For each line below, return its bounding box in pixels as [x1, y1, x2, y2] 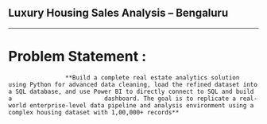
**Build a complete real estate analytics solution [64, 73, 240, 82]
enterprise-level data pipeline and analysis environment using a [29, 101, 254, 110]
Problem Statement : [8, 48, 147, 65]
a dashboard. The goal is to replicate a [8, 95, 237, 103]
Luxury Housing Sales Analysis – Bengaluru [8, 6, 229, 20]
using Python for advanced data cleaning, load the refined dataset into [8, 80, 258, 88]
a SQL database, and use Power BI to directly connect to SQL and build [8, 87, 254, 95]
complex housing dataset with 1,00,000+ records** [8, 108, 180, 116]
